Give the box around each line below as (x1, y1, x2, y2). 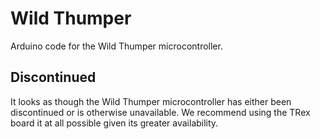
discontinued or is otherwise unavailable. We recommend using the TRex (10, 106, 311, 118)
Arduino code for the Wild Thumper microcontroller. (10, 40, 223, 52)
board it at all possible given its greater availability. (10, 117, 219, 129)
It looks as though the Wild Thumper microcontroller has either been (10, 95, 292, 107)
